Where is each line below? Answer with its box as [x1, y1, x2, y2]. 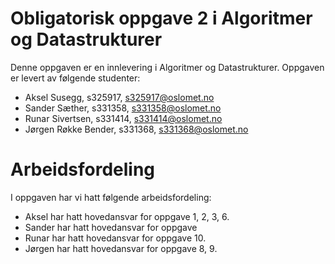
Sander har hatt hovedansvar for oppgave [24, 221, 198, 233]
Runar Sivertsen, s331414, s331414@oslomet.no [24, 112, 223, 124]
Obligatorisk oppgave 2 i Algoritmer [10, 7, 313, 30]
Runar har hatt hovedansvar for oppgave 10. [24, 232, 207, 244]
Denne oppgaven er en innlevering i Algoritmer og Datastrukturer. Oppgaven [10, 61, 325, 73]
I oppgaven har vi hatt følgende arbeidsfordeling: [10, 191, 212, 203]
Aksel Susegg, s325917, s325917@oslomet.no [24, 91, 215, 103]
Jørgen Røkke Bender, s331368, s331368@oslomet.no [24, 123, 249, 135]
